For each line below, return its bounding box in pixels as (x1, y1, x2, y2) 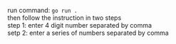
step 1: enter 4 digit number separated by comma (7, 21, 152, 29)
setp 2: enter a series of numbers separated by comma (7, 28, 169, 37)
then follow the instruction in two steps (7, 13, 122, 22)
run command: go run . (7, 6, 78, 14)
